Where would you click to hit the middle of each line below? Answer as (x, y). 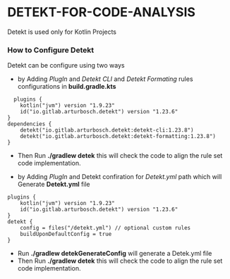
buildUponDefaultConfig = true (66, 234)
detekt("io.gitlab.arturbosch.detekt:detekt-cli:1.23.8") (107, 130)
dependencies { (30, 124)
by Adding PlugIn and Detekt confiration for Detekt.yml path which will (120, 177)
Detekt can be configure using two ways (66, 66)
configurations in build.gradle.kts (67, 87)
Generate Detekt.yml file (54, 185)
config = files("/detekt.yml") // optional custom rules (105, 228)
